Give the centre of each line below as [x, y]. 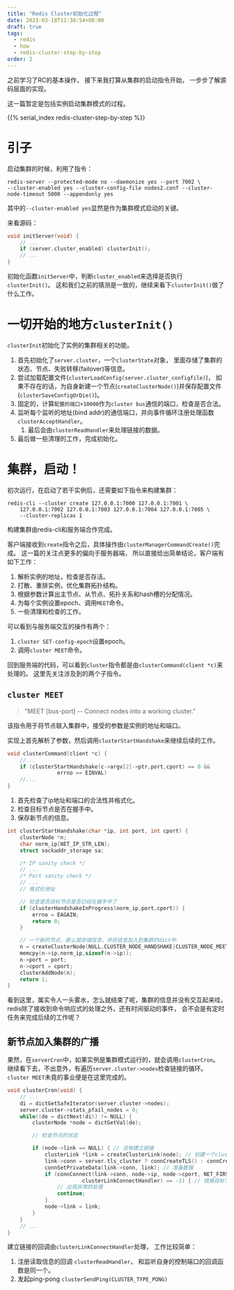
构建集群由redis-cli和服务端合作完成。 [62, 529]
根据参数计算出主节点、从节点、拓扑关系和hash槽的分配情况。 [107, 594]
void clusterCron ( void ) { [45, 1091]
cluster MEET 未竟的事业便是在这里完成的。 [69, 1078]
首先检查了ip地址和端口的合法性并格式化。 [78, 800]
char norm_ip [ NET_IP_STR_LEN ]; [65, 844]
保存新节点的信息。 [45, 818]
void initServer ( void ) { [43, 236]
